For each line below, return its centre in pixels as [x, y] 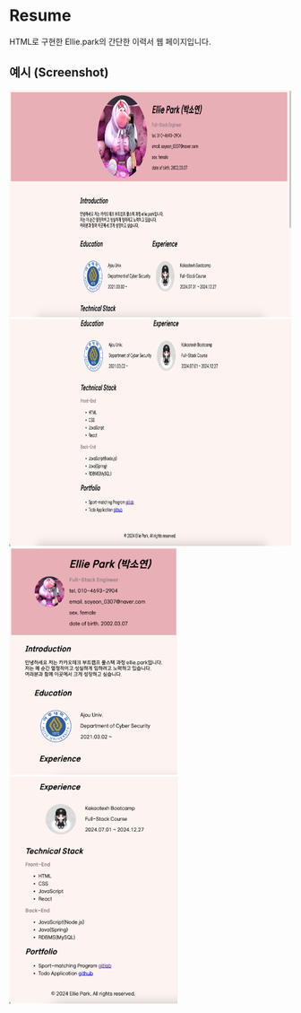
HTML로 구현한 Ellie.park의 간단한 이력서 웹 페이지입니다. [111, 41]
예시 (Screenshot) [59, 73]
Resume [40, 16]
